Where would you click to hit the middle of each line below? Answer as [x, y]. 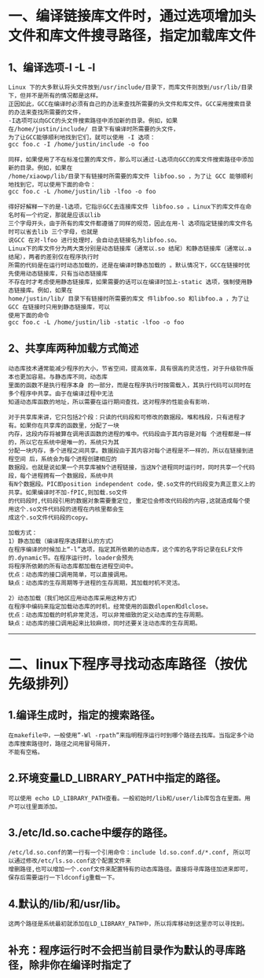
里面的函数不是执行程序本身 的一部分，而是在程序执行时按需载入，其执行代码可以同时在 [130, 385]
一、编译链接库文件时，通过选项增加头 [132, 16]
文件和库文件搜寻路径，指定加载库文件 [132, 36]
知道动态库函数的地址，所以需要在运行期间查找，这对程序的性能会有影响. [109, 402]
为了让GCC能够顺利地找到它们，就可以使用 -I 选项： [82, 138]
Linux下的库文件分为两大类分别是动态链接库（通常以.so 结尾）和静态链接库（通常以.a [130, 249]
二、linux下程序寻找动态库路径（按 [121, 664]
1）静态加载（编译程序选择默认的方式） [63, 541]
